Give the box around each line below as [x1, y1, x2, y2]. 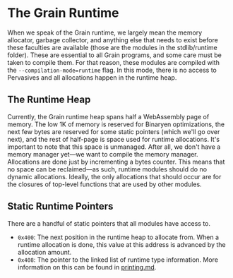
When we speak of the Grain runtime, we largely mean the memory [7, 28, 203, 37]
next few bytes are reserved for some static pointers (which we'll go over [7, 127, 220, 135]
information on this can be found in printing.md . [17, 262, 157, 271]
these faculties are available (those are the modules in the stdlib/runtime [7, 43, 217, 52]
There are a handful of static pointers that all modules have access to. [7, 219, 210, 227]
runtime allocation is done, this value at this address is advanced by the [17, 240, 226, 248]
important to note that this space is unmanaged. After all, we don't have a [7, 143, 221, 151]
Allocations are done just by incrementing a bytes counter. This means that [7, 157, 225, 166]
